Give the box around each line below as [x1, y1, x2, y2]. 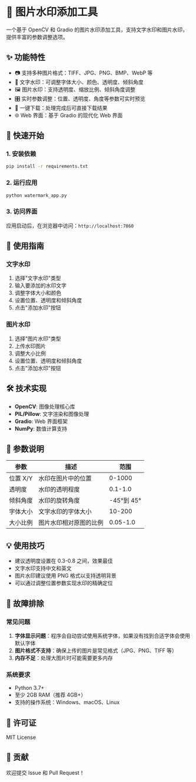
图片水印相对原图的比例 [38, 519, 104, 527]
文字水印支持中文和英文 [14, 565, 72, 572]
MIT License [6, 734, 36, 741]
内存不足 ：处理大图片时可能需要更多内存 [14, 654, 113, 662]
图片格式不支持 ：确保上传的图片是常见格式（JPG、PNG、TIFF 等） [14, 647, 178, 654]
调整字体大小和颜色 [14, 289, 62, 296]
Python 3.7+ [14, 685, 45, 692]
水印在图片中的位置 [38, 474, 92, 483]
